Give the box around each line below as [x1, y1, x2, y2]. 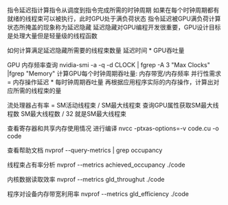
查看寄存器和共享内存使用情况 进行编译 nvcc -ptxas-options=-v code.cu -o [7, 124, 220, 132]
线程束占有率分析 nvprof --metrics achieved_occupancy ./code [7, 160, 185, 169]
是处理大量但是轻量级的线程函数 [7, 32, 98, 40]
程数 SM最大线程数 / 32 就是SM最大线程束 [7, 110, 127, 118]
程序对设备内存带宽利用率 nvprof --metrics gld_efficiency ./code [7, 190, 189, 197]
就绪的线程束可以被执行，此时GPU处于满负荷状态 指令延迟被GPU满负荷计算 [7, 14, 221, 23]
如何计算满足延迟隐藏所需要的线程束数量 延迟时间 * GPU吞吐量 [7, 47, 185, 54]
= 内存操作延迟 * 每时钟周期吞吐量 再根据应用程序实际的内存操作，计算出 [7, 78, 214, 86]
